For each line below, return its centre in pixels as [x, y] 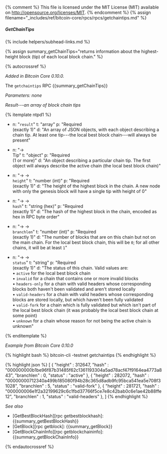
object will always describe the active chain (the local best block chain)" [86, 165]
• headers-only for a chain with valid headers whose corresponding [82, 284]
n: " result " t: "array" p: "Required [47, 124]
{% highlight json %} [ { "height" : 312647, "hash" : [57, 365]
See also [14, 406]
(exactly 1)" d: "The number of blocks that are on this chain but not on [84, 237]
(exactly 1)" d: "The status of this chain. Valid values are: [70, 268]
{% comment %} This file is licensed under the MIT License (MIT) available [82, 7]
